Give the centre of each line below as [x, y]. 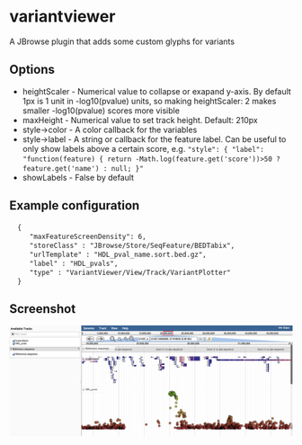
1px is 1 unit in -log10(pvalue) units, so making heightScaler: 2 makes [149, 101]
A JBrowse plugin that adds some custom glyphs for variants [122, 41]
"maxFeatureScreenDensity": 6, [88, 236]
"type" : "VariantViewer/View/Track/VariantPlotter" [130, 272]
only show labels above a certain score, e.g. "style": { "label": [143, 148]
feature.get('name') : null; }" [83, 168]
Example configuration [75, 205]
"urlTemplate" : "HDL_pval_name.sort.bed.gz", [118, 254]
